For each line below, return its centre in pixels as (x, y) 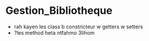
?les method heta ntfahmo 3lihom (54, 32)
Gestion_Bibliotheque (59, 11)
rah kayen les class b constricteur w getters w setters (79, 27)
